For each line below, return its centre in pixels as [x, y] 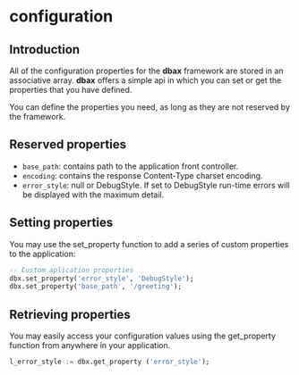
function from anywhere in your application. [90, 346]
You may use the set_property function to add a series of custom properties [149, 244]
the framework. [38, 117]
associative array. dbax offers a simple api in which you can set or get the [145, 80]
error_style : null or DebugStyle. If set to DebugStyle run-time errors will [156, 185]
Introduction [45, 50]
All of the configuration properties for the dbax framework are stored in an [146, 71]
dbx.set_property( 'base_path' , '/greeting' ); [95, 287]
